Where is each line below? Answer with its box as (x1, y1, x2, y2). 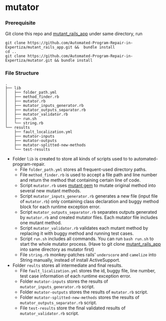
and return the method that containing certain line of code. (19, 177, 141, 183)
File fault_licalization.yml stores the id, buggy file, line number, (19, 267, 156, 273)
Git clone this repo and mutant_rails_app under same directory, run (5, 31, 142, 37)
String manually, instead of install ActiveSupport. (19, 257, 120, 263)
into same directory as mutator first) (19, 246, 94, 252)
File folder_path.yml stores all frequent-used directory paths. (19, 166, 147, 172)
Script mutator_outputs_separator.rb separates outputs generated (19, 209, 157, 215)
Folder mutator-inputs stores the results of (19, 278, 108, 284)
